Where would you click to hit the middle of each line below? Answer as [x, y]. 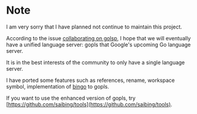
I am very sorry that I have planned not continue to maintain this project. [94, 27]
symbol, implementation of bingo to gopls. [58, 86]
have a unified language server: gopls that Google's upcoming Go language [99, 45]
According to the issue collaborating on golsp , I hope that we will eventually [99, 38]
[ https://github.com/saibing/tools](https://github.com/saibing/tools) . [89, 104]
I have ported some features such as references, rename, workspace [90, 80]
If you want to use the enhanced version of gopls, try [71, 98]
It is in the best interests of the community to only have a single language [96, 62]
